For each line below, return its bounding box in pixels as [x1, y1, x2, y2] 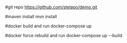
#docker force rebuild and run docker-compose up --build [5, 33, 123, 38]
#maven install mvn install [5, 14, 57, 19]
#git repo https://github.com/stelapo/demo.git [5, 4, 98, 10]
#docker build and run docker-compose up [5, 23, 92, 29]
